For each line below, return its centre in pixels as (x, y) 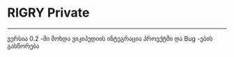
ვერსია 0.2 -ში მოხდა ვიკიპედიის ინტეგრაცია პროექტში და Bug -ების (110, 38)
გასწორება (23, 46)
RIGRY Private (48, 13)
